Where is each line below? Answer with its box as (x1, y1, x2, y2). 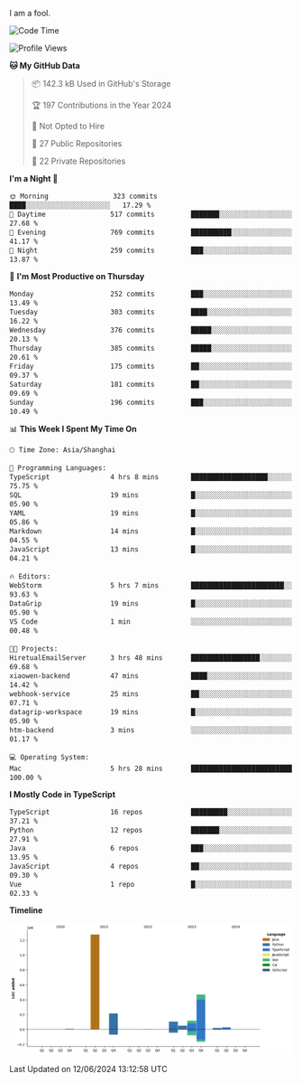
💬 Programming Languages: (9, 464, 106, 473)
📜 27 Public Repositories (31, 138, 123, 148)
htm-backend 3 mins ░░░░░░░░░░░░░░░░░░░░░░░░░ (9, 726, 293, 735)
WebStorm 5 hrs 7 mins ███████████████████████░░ (9, 581, 293, 590)
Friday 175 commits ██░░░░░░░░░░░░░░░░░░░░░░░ (9, 362, 293, 371)
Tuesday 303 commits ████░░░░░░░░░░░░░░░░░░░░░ (9, 307, 293, 316)
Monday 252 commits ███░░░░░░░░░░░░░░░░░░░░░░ (9, 289, 293, 298)
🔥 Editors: (9, 572, 51, 581)
